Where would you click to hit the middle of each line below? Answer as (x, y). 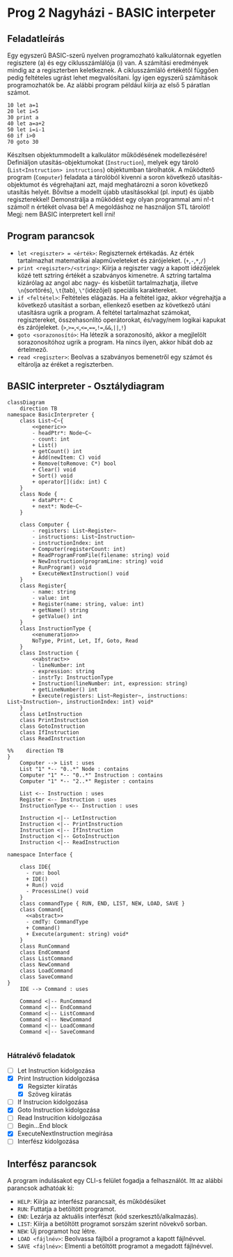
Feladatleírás (36, 39)
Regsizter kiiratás (53, 1087)
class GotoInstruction (53, 726)
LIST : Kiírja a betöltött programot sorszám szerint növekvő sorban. (112, 1224)
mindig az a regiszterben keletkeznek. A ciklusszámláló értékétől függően (113, 70)
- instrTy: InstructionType (73, 677)
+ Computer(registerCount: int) (79, 549)
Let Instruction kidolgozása (56, 1071)
